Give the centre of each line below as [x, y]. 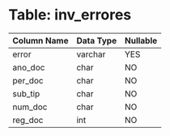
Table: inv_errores [70, 15]
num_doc [30, 107]
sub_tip [26, 93]
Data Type [97, 40]
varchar [91, 54]
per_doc [28, 80]
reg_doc [28, 120]
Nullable [141, 40]
